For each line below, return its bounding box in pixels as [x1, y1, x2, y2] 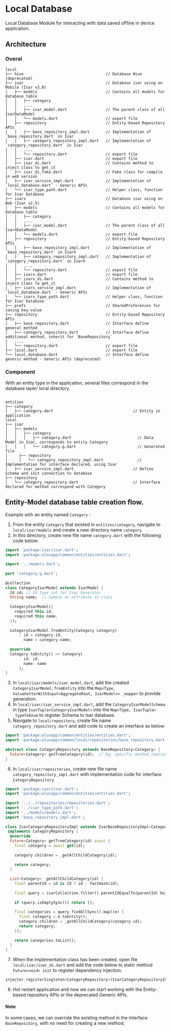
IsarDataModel [5, 112, 36, 117]
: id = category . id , [18, 632, 63, 638]
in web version [5, 174, 38, 179]
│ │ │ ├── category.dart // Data [5, 435, 154, 440]
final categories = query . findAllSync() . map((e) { [14, 909, 124, 914]
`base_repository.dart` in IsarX [5, 249, 76, 255]
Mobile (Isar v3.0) [5, 85, 47, 90]
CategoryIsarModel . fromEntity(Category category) [10, 628, 117, 633]
